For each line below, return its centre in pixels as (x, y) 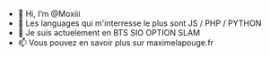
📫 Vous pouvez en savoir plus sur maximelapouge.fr (115, 43)
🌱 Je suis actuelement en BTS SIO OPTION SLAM (109, 33)
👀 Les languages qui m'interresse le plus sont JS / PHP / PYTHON (139, 23)
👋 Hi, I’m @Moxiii (49, 14)
